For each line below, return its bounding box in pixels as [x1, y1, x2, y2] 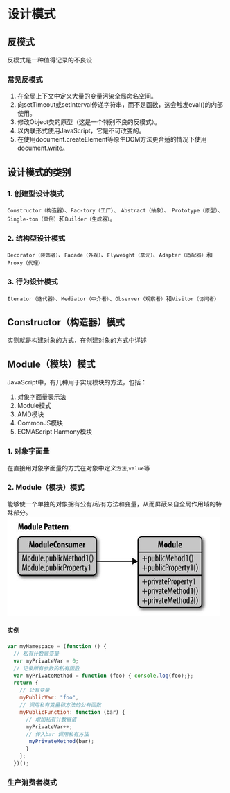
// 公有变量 [19, 687, 50, 694]
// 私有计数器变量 [13, 650, 60, 657]
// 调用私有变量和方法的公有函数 [19, 701, 102, 708]
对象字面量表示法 [17, 393, 67, 401]
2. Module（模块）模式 [7, 483, 85, 493]
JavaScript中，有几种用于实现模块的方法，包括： [7, 378, 148, 386]
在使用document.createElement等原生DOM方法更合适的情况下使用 [17, 135, 207, 144]
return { [13, 679, 39, 687]
